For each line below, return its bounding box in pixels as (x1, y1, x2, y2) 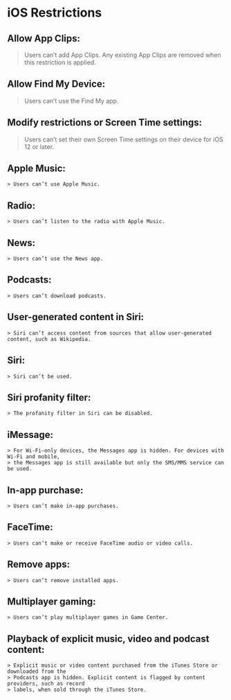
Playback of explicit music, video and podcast (7, 633, 210, 645)
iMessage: (7, 428, 54, 441)
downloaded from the (7, 668, 67, 675)
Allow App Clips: (7, 33, 81, 44)
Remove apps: (7, 559, 71, 570)
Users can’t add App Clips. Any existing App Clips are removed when (24, 51, 221, 59)
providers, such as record (7, 681, 85, 688)
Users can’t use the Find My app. (24, 96, 119, 105)
